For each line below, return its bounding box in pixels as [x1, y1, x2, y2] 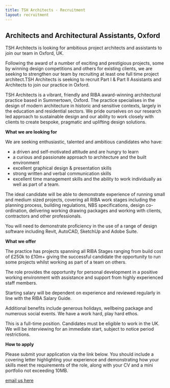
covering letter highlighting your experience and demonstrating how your [5, 357, 159, 363]
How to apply [5, 341, 34, 348]
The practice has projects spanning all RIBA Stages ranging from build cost [5, 248, 163, 254]
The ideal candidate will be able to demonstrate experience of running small [5, 191, 165, 198]
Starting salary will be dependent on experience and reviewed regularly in [5, 290, 161, 296]
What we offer [5, 239, 37, 245]
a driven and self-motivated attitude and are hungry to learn [12, 149, 139, 155]
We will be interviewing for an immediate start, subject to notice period [5, 326, 154, 332]
